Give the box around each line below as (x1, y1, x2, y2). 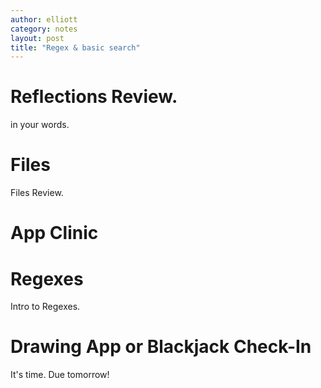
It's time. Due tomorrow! (10, 369, 110, 381)
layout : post (10, 33, 65, 43)
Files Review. (10, 187, 64, 199)
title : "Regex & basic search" (10, 42, 141, 53)
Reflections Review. (10, 86, 178, 108)
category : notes (10, 24, 78, 34)
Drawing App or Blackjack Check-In (10, 336, 312, 358)
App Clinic (10, 222, 99, 245)
